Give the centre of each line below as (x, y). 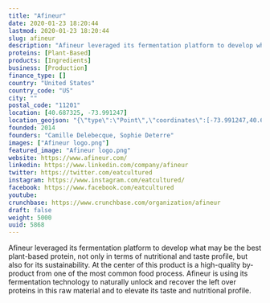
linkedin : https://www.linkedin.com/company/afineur (98, 166)
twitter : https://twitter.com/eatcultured (80, 173)
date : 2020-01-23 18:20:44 (53, 23)
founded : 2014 (32, 128)
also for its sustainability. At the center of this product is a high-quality (125, 265)
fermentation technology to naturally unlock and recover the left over (123, 282)
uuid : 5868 (27, 225)
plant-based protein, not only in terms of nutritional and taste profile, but (128, 256)
